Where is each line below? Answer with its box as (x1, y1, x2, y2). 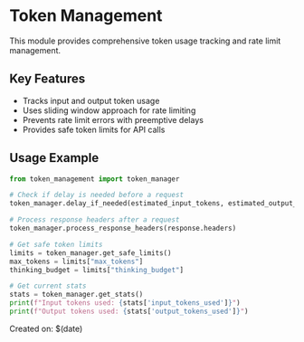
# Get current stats (9, 281, 88, 290)
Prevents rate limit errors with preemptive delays (22, 114, 204, 125)
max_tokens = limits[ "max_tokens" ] (9, 257, 144, 266)
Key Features (9, 71, 86, 87)
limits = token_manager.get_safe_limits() (9, 248, 172, 258)
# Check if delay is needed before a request (9, 191, 184, 200)
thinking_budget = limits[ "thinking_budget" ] (9, 265, 184, 274)
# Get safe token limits (9, 240, 103, 249)
